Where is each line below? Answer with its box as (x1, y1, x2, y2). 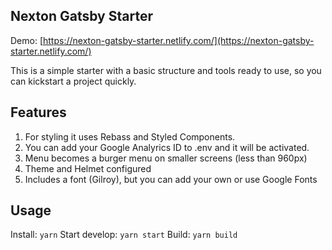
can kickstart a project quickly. (10, 75, 137, 87)
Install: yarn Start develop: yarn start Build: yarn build (10, 229, 238, 241)
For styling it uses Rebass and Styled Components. (24, 130, 236, 143)
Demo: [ (10, 34, 44, 46)
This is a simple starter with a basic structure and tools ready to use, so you (10, 64, 322, 76)
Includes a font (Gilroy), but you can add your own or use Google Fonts (24, 173, 318, 185)
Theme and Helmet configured (24, 162, 152, 174)
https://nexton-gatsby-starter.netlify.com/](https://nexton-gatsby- (43, 34, 315, 46)
